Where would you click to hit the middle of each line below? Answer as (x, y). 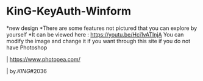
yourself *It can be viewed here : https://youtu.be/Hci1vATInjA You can (95, 34)
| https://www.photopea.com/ (44, 59)
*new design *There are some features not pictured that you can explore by (102, 28)
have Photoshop (27, 48)
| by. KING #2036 (27, 71)
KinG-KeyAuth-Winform (69, 11)
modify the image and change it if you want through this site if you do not (98, 41)
